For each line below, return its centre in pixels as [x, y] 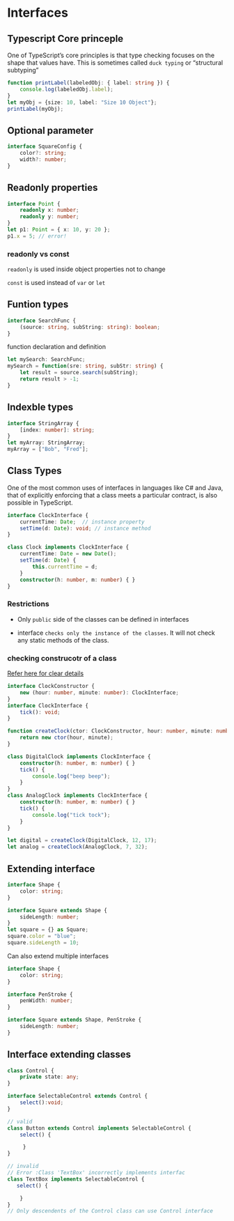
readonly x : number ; [49, 210]
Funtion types [38, 305]
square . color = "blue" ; [42, 936]
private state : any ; [49, 1077]
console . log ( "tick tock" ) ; [71, 815]
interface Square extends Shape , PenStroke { [74, 1020]
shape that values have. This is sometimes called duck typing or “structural [115, 63]
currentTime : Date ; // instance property [82, 522]
